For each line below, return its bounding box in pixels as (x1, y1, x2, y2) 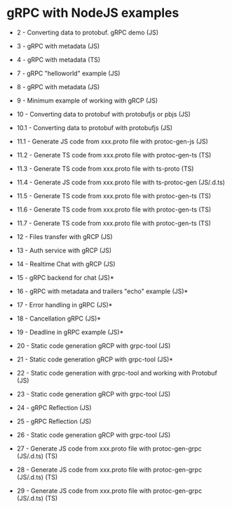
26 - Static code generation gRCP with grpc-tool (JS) (16, 430, 171, 439)
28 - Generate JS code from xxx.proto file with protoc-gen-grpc (16, 465, 203, 474)
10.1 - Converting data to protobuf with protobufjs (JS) (16, 123, 173, 131)
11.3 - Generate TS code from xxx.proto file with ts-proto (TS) (16, 164, 194, 173)
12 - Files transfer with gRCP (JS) (16, 232, 113, 240)
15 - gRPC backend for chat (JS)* (16, 273, 114, 282)
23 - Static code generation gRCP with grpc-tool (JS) (16, 389, 171, 398)
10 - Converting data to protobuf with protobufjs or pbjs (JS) (16, 110, 191, 118)
